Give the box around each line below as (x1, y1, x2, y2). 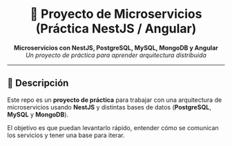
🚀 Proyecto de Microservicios (30, 6, 202, 22)
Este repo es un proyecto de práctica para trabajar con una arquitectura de (7, 96, 222, 104)
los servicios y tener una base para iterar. (7, 131, 126, 139)
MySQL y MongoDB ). (7, 110, 69, 118)
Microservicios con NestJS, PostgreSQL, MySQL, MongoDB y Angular (13, 43, 219, 52)
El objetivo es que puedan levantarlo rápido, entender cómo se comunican (7, 123, 219, 132)
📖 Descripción (7, 77, 69, 89)
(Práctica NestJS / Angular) (35, 21, 197, 36)
